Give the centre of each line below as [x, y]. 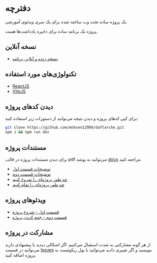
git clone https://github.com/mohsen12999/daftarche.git [65, 128]
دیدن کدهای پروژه [29, 107]
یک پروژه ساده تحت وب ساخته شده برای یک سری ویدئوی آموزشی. [66, 22]
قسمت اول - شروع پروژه [35, 212]
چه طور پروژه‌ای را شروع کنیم [40, 179]
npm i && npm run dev [27, 132]
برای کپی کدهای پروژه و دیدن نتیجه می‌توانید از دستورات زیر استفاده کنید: [72, 119]
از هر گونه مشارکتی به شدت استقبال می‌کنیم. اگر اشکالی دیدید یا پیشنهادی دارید [78, 244]
